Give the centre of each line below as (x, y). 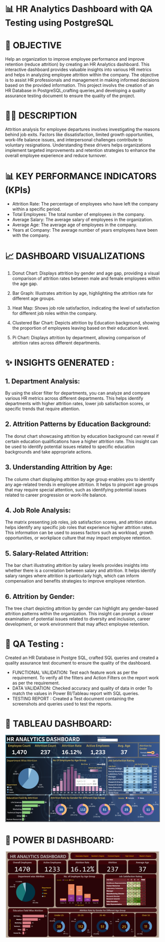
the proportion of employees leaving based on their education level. (81, 328)
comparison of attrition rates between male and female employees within (86, 278)
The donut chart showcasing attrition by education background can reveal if (82, 436)
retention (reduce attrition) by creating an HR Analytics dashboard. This (77, 65)
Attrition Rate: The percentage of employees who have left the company (85, 204)
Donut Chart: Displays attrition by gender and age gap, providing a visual (86, 273)
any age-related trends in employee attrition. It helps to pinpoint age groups (82, 484)
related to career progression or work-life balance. (56, 495)
